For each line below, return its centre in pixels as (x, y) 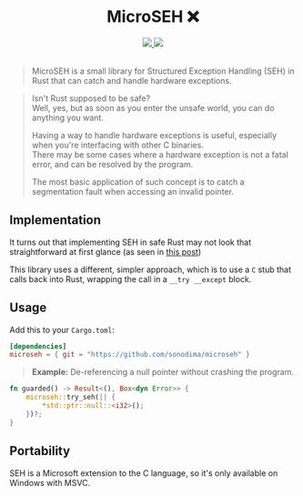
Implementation (56, 220)
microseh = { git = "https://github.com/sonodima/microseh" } (130, 355)
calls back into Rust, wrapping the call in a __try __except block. (131, 278)
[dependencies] (38, 346)
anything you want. (68, 117)
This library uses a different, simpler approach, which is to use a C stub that (150, 269)
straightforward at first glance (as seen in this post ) (106, 251)
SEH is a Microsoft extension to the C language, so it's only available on (144, 473)
